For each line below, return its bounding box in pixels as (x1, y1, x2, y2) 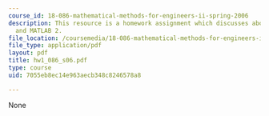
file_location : (8, 34, 59, 42)
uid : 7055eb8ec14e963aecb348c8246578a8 (8, 71, 142, 79)
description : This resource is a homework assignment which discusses (8, 19, 249, 27)
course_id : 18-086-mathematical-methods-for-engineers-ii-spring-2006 (8, 11, 249, 20)
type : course (8, 64, 52, 72)
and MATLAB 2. (15, 26, 62, 34)
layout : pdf (8, 49, 48, 57)
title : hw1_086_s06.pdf (8, 57, 88, 65)
